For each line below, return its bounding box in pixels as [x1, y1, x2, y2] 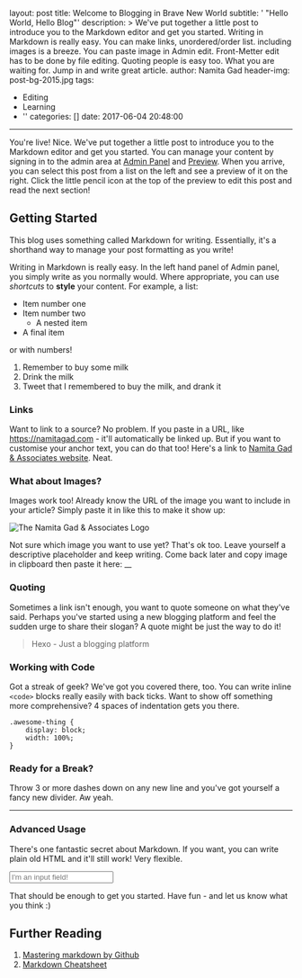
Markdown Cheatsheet [22, 959, 108, 970]
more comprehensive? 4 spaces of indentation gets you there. [9, 701, 240, 711]
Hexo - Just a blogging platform [31, 638, 150, 649]
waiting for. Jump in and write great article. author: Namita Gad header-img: [9, 65, 290, 76]
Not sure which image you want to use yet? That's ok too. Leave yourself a [9, 540, 286, 551]
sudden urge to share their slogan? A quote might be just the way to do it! [9, 621, 281, 632]
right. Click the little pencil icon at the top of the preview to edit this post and [9, 175, 292, 185]
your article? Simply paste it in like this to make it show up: [9, 505, 226, 516]
